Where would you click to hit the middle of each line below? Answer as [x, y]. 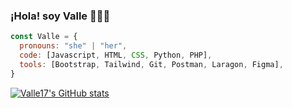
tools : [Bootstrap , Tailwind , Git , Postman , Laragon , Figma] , [151, 64]
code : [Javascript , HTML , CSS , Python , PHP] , [116, 55]
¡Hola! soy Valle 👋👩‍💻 [60, 16]
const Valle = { [44, 37]
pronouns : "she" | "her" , [73, 46]
